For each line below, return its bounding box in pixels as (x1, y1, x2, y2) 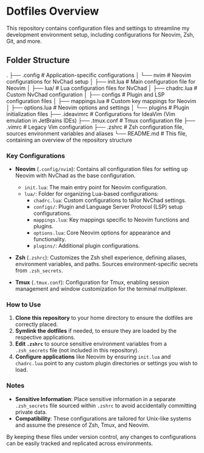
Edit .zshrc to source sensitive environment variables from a (15, 340, 167, 347)
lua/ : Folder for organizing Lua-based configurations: (24, 190, 159, 198)
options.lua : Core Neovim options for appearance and (33, 229, 171, 236)
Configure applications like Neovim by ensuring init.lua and (15, 353, 171, 361)
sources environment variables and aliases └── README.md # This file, (6, 129, 188, 137)
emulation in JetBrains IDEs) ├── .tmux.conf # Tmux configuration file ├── (6, 117, 195, 124)
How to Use (6, 300, 41, 309)
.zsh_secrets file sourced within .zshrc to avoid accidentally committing (15, 402, 197, 409)
